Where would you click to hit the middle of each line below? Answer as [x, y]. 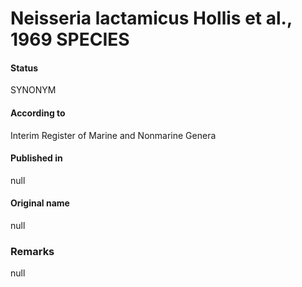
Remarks [32, 251]
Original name [40, 203]
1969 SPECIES [70, 39]
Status [24, 68]
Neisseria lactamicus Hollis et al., [151, 18]
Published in [36, 158]
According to [38, 113]
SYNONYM [33, 90]
